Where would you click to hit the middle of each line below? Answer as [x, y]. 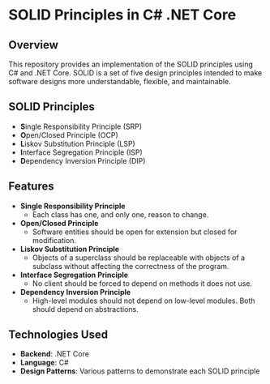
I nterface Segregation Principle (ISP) [81, 152]
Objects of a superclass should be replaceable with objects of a [139, 258]
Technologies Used [58, 335]
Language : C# [44, 363]
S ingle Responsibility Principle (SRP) [81, 126]
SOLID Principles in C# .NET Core [122, 15]
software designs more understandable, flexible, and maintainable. [120, 81]
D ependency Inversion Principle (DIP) [83, 160]
